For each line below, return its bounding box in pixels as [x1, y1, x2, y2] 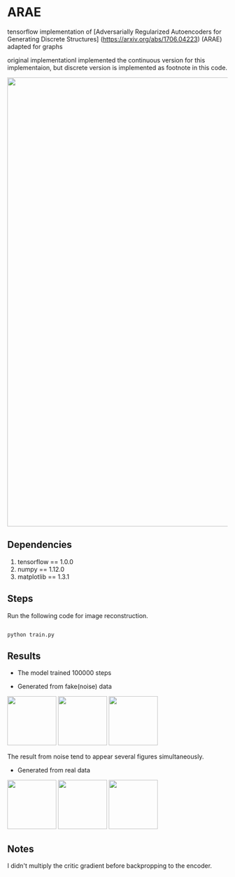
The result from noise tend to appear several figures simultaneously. [7, 752, 204, 761]
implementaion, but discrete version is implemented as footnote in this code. [7, 63, 228, 72]
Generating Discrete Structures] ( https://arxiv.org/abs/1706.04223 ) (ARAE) [7, 34, 222, 43]
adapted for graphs [7, 42, 63, 51]
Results [7, 650, 41, 662]
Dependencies [7, 539, 72, 551]
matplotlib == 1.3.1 [17, 573, 70, 581]
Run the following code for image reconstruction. [7, 611, 148, 620]
